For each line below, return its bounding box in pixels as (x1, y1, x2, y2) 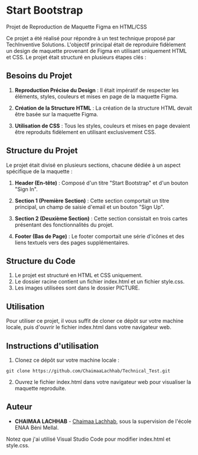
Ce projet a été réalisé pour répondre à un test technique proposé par (6, 34, 176, 42)
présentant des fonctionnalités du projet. (14, 221, 114, 228)
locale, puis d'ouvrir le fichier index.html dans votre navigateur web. (6, 324, 171, 331)
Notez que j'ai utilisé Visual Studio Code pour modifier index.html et (6, 435, 171, 443)
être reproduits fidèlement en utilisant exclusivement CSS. (14, 128, 157, 135)
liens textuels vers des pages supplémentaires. (14, 238, 129, 246)
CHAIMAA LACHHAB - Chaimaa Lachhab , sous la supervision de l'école (14, 418, 192, 425)
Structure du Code (6, 256, 76, 266)
